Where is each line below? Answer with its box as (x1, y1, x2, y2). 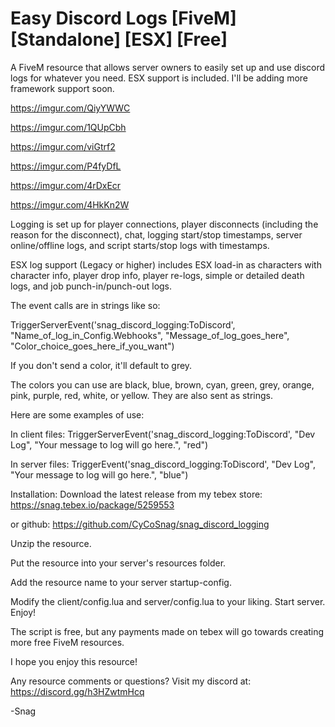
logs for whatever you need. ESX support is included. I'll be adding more (10, 72, 308, 84)
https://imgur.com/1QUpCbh (10, 121, 127, 133)
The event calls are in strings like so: (10, 299, 161, 311)
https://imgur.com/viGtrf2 (10, 140, 116, 152)
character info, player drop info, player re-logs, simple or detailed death (10, 269, 305, 281)
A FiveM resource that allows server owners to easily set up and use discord (10, 61, 326, 73)
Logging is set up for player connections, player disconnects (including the (10, 218, 319, 230)
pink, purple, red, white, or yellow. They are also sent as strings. (10, 389, 274, 401)
